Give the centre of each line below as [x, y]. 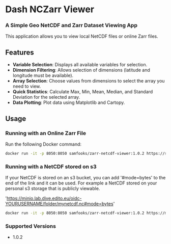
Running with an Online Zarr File [46, 133]
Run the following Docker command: [44, 144]
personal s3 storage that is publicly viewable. [53, 188]
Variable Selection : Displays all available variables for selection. [80, 65]
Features [20, 52]
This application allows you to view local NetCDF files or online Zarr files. [82, 36]
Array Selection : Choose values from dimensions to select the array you [89, 81]
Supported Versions [31, 226]
